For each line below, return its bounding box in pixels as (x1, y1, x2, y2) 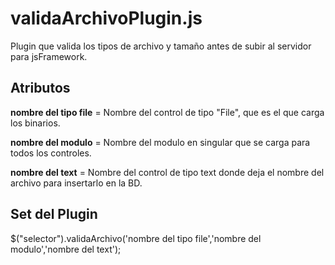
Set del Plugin (10, 206, 98, 223)
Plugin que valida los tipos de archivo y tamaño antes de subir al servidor (10, 40, 312, 52)
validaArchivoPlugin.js (10, 7, 203, 30)
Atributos (10, 80, 71, 97)
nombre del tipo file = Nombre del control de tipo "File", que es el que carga (10, 106, 325, 118)
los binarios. (10, 117, 61, 129)
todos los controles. (10, 147, 92, 159)
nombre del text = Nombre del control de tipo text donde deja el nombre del (10, 166, 325, 178)
